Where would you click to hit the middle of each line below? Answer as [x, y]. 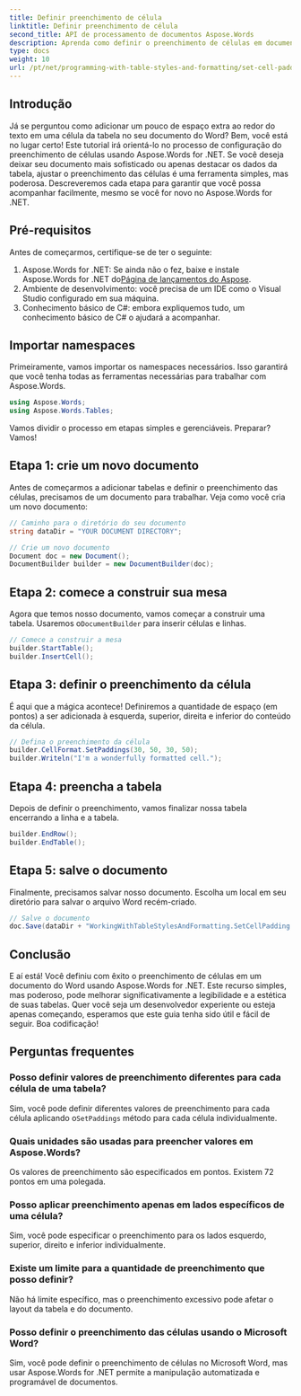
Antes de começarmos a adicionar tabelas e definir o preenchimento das [144, 487]
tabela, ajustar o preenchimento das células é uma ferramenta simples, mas [149, 173]
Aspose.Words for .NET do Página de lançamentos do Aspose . [137, 278]
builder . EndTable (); [48, 842]
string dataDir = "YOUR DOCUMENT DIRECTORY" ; [95, 531]
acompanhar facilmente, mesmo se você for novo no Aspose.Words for [141, 192]
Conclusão [40, 954]
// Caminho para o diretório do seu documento [98, 523]
